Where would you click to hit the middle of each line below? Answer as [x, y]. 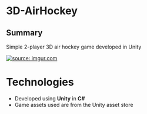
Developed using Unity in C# [50, 98]
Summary [24, 33]
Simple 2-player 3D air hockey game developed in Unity [74, 47]
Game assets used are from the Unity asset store [74, 105]
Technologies [40, 82]
